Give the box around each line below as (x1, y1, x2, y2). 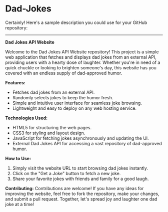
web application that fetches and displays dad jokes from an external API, (5, 54, 156, 60)
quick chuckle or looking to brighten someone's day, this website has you (5, 64, 156, 70)
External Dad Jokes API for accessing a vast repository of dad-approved (12, 140, 162, 146)
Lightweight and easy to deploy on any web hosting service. (12, 105, 136, 111)
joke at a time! (5, 201, 34, 207)
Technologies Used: (5, 115, 48, 121)
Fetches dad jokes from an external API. (12, 89, 95, 95)
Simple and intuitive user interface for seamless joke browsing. (12, 100, 142, 106)
